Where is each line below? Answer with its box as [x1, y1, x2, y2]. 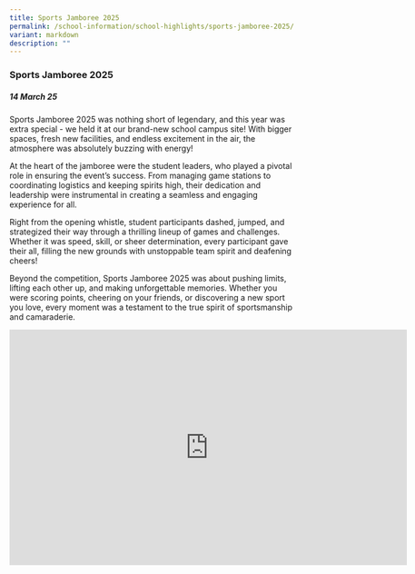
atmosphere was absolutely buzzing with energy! [9, 143, 193, 154]
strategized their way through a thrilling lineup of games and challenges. [9, 226, 281, 237]
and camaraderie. [9, 312, 75, 322]
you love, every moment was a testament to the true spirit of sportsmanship [9, 302, 293, 313]
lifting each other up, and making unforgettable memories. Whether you [9, 282, 278, 293]
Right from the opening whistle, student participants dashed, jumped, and [9, 217, 285, 228]
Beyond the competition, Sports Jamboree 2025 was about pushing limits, [9, 273, 287, 284]
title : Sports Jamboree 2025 [9, 13, 120, 23]
